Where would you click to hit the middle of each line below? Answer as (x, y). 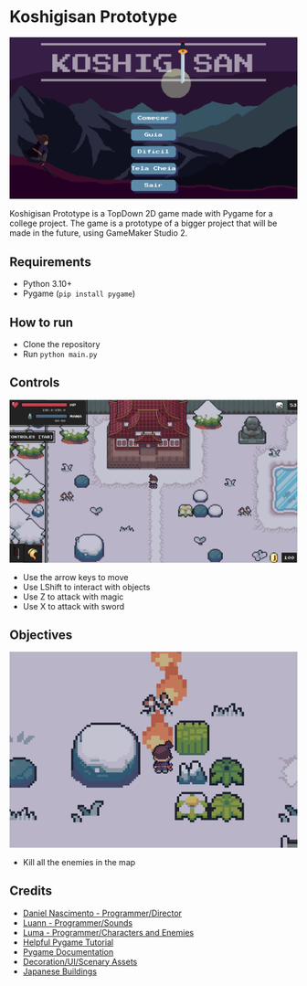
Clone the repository (61, 345)
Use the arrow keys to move (75, 577)
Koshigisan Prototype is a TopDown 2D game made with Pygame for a (142, 214)
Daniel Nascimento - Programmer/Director (102, 913)
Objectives (41, 636)
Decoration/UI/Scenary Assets (80, 961)
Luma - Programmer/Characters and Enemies (108, 932)
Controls (35, 382)
